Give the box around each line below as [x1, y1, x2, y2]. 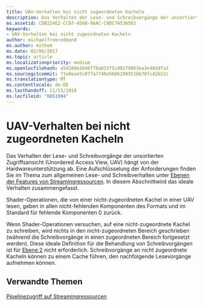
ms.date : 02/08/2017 [6, 48, 59, 54]
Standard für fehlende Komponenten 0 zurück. [6, 209, 123, 216]
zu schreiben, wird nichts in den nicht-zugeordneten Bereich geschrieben [6, 227, 190, 234]
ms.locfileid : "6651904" [6, 93, 69, 99]
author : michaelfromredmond [6, 37, 77, 43]
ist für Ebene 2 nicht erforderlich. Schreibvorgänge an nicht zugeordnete [6, 246, 187, 253]
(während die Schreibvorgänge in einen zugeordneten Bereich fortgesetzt [6, 233, 190, 241]
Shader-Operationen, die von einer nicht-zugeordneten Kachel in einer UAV [6, 196, 195, 203]
